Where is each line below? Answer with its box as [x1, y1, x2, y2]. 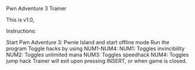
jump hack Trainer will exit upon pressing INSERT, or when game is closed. [6, 58, 187, 64]
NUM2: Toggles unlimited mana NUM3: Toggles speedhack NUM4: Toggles [6, 51, 189, 58]
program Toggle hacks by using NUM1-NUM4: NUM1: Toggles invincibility [6, 45, 185, 52]
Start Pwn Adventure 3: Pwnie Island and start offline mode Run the [6, 39, 170, 45]
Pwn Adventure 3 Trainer [6, 5, 66, 12]
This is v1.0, [6, 16, 35, 23]
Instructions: [6, 27, 36, 34]
